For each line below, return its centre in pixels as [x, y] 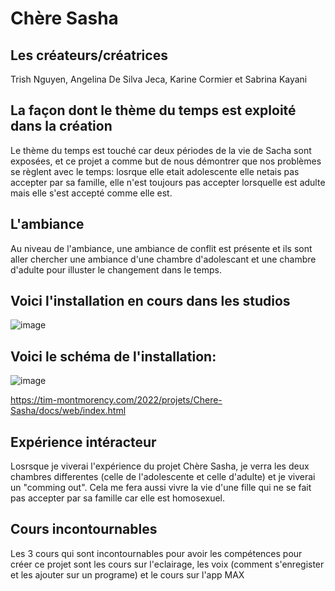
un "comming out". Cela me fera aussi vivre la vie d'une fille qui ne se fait [161, 488]
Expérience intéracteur [83, 442]
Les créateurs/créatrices [89, 55]
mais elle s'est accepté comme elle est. [91, 193]
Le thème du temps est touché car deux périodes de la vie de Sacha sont [161, 150]
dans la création [61, 126]
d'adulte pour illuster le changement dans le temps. [116, 269]
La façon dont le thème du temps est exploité [153, 110]
